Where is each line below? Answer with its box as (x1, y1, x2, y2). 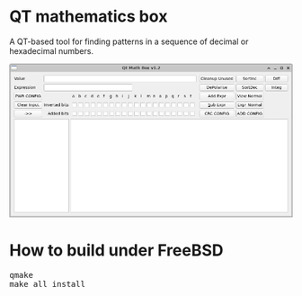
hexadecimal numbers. (9, 45, 94, 56)
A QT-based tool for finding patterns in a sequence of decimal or (9, 36, 249, 47)
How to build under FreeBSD (9, 240, 224, 260)
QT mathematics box (9, 6, 168, 27)
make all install (9, 279, 85, 289)
